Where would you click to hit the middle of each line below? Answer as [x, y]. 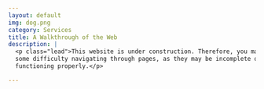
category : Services [40, 30]
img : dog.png [29, 23]
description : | [33, 44]
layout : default [35, 15]
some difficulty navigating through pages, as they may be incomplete [133, 59]
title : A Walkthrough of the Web [63, 37]
